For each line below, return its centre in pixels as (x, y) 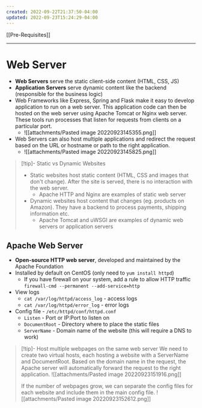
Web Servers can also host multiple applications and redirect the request (105, 139)
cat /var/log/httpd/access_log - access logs (81, 299)
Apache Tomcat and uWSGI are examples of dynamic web (111, 220)
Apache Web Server (45, 245)
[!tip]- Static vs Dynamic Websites (63, 164)
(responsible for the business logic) (59, 94)
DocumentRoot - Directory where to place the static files (91, 324)
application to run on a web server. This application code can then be (101, 107)
